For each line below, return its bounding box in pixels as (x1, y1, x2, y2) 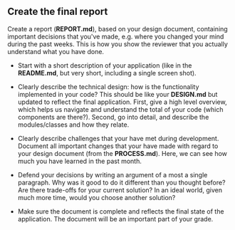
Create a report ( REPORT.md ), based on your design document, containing (7, 24, 228, 33)
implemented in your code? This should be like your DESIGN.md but (17, 90, 218, 98)
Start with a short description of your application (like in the (17, 61, 192, 70)
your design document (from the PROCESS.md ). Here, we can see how (17, 149, 228, 157)
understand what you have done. (7, 47, 105, 56)
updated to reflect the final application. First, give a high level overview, (17, 98, 227, 106)
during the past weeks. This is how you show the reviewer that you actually (7, 39, 228, 48)
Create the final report (7, 6, 108, 18)
